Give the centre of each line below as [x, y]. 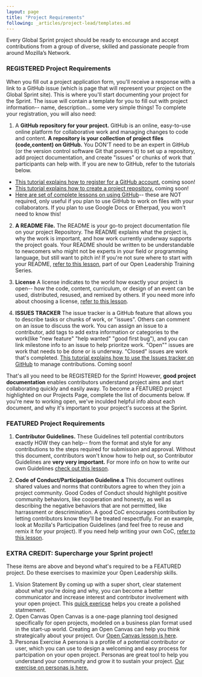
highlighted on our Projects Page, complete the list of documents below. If [98, 395]
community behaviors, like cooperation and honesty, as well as [93, 499]
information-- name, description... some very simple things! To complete [96, 107]
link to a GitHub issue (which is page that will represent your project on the [99, 88]
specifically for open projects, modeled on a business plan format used [103, 623]
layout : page [23, 12]
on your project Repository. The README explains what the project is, [102, 232]
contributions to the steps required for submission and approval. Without [105, 449]
